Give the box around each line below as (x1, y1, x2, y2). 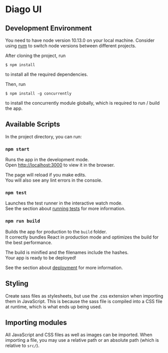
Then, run (5, 81, 26, 87)
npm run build (5, 218, 40, 224)
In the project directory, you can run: (5, 133, 82, 139)
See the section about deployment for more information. (5, 264, 123, 271)
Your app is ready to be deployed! (5, 254, 76, 260)
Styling (5, 279, 29, 288)
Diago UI (5, 4, 42, 15)
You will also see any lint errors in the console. (5, 177, 103, 184)
